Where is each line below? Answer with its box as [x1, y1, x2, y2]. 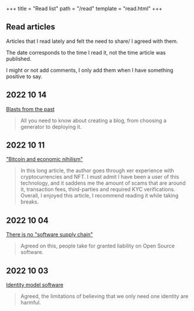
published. [6, 55, 32, 62]
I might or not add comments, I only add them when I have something [6, 66, 174, 73]
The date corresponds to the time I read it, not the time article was [6, 49, 166, 56]
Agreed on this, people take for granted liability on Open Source [20, 242, 175, 249]
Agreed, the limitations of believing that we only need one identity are [20, 293, 189, 300]
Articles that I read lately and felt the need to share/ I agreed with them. [6, 38, 178, 45]
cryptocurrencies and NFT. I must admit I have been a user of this [20, 173, 179, 180]
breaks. [20, 198, 39, 205]
